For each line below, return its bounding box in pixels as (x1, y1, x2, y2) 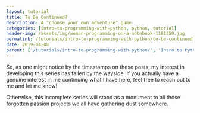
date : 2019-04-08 (6, 42, 49, 48)
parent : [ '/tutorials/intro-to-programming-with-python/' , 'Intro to (6, 47, 183, 53)
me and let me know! (6, 82, 58, 89)
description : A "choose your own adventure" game (6, 20, 132, 25)
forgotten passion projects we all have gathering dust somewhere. (6, 100, 168, 107)
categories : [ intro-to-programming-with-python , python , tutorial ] (6, 25, 177, 31)
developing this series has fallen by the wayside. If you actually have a (6, 69, 179, 77)
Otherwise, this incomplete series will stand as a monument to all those (6, 93, 180, 101)
